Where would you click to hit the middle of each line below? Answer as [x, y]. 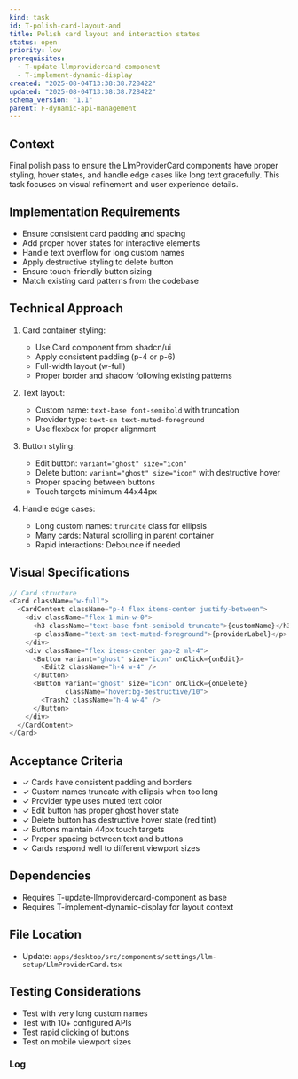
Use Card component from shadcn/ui [103, 347]
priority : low [35, 51]
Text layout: [43, 392]
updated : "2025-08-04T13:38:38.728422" [83, 91]
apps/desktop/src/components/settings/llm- [135, 957]
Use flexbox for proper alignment [96, 429]
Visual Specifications [70, 573]
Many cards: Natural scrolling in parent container [125, 535]
